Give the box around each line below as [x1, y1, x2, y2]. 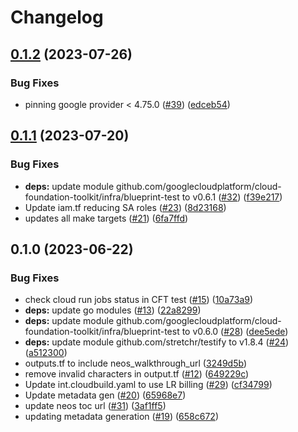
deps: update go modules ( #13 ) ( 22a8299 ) [24, 304, 202, 316]
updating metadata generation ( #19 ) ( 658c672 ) [24, 411, 219, 423]
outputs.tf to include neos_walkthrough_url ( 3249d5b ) [24, 357, 248, 370]
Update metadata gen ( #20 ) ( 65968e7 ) [24, 389, 187, 401]
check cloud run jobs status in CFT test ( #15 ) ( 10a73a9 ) [24, 294, 254, 306]
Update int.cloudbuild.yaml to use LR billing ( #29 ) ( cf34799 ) [24, 379, 273, 391]
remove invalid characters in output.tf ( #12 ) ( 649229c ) [24, 368, 250, 380]
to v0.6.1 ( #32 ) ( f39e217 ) [181, 191, 283, 203]
